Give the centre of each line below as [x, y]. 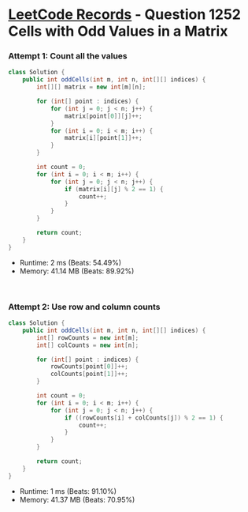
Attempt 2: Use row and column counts [84, 307]
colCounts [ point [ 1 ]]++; [89, 374]
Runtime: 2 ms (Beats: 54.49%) [70, 262]
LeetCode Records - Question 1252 [125, 15]
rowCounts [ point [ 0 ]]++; [89, 367]
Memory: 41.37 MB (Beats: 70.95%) [77, 499]
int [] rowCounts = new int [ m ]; [88, 337]
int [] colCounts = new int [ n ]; [88, 345]
